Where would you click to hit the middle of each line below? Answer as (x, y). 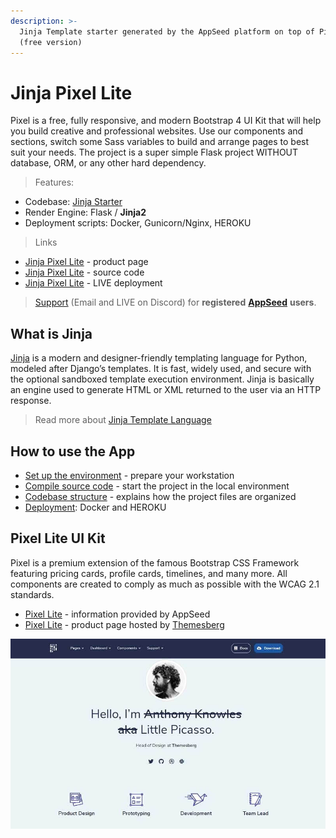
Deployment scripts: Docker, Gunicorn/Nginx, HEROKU (138, 223)
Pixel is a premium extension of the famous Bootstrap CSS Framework (155, 562)
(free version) (51, 42)
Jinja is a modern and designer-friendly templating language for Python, (159, 358)
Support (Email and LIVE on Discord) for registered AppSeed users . (175, 302)
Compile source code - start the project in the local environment (157, 486)
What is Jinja (51, 333)
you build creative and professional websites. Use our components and (157, 131)
